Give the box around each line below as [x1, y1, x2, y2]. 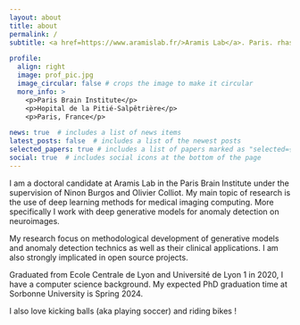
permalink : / [9, 29, 58, 38]
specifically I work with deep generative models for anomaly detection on [9, 206, 279, 217]
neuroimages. [9, 215, 60, 226]
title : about [9, 21, 58, 30]
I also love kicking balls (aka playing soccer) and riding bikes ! [9, 305, 237, 316]
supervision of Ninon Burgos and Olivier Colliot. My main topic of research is [9, 187, 291, 197]
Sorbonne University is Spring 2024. [9, 287, 144, 299]
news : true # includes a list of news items [9, 129, 181, 137]
